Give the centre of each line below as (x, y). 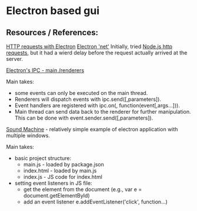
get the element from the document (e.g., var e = (83, 189)
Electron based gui (53, 11)
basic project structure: (43, 158)
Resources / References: (52, 33)
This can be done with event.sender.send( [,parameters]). (84, 118)
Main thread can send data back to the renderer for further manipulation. (103, 112)
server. (15, 59)
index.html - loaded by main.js (60, 171)
